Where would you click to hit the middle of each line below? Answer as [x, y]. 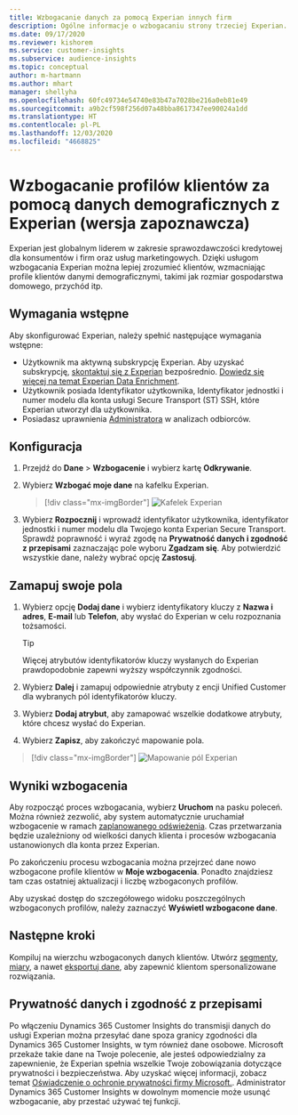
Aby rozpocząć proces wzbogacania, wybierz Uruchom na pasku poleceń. [146, 807]
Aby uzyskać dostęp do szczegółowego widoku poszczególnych [127, 898]
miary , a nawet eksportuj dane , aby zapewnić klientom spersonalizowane [143, 966]
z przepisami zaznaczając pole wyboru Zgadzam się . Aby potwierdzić [151, 548]
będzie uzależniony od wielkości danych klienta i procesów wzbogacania [143, 835]
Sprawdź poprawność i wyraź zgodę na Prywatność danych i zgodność [155, 538]
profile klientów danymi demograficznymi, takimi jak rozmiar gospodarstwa [146, 276]
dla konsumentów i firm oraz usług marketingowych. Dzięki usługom [134, 257]
